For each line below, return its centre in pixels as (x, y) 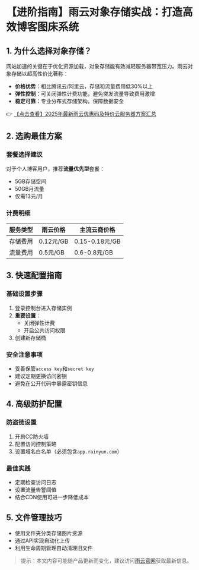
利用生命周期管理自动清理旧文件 (54, 548)
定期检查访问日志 (36, 482)
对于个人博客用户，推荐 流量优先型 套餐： (55, 169)
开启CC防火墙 (32, 436)
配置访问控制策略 (36, 444)
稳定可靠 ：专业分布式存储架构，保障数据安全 (69, 101)
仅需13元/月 (29, 196)
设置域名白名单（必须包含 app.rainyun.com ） (68, 451)
